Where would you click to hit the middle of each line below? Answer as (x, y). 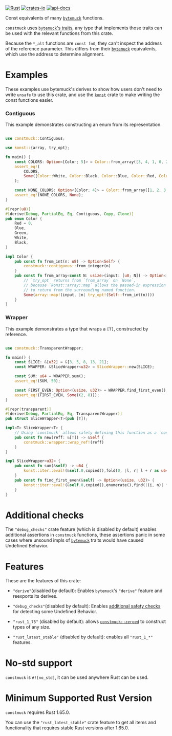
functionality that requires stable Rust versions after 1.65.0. (67, 728)
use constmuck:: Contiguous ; (35, 139)
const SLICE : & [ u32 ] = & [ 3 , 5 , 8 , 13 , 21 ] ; (62, 362)
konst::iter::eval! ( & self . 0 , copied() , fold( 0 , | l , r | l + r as (91, 471)
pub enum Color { (24, 218)
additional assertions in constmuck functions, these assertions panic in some (85, 535)
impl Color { (19, 256)
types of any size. (31, 627)
